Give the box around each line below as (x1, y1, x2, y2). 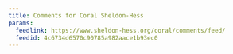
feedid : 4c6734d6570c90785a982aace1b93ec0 (15, 33, 158, 42)
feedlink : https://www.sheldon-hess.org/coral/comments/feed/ (15, 26, 226, 34)
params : (8, 19, 34, 27)
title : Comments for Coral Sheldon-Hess (8, 11, 145, 20)
